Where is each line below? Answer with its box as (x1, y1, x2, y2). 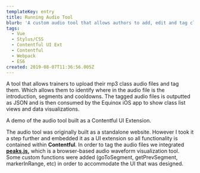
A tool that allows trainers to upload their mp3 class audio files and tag (6, 80, 179, 87)
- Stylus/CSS (11, 36, 44, 42)
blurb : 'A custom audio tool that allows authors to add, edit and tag (6, 20, 187, 26)
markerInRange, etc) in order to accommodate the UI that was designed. (6, 160, 183, 167)
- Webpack (11, 53, 36, 59)
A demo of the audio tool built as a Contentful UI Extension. (6, 117, 152, 124)
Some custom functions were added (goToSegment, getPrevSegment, (6, 154, 178, 161)
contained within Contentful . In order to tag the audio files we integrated (6, 141, 185, 149)
